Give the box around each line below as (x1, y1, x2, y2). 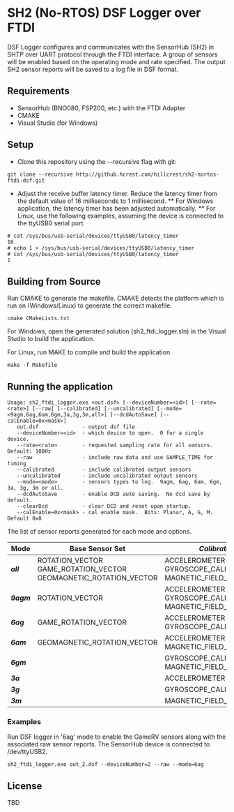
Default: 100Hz (7, 448, 52, 455)
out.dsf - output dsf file (16, 423, 136, 430)
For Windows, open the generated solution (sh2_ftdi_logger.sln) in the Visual (7, 327, 226, 336)
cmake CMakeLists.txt (7, 315, 70, 322)
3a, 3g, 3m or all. (7, 485, 64, 492)
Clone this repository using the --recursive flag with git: (17, 157, 177, 165)
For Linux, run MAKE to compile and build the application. (7, 348, 172, 356)
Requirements (7, 85, 70, 97)
